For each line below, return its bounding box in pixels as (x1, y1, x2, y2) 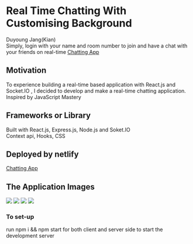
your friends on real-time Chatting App (6, 48, 99, 55)
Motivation (6, 66, 47, 76)
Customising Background (6, 16, 133, 30)
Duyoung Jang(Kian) (6, 36, 56, 43)
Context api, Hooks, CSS (6, 132, 66, 139)
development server (6, 232, 54, 239)
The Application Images (6, 182, 95, 192)
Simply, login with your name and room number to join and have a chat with (6, 42, 188, 49)
